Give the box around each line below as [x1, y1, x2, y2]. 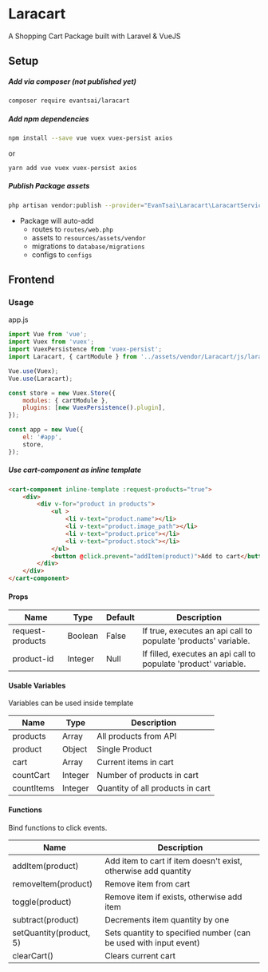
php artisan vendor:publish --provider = [8, 201, 145, 209]
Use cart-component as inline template [8, 465, 142, 475]
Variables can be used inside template [8, 698, 134, 708]
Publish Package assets [8, 181, 90, 191]
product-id [12, 653, 54, 665]
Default [106, 612, 136, 623]
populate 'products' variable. [142, 636, 250, 647]
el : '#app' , [22, 433, 62, 442]
